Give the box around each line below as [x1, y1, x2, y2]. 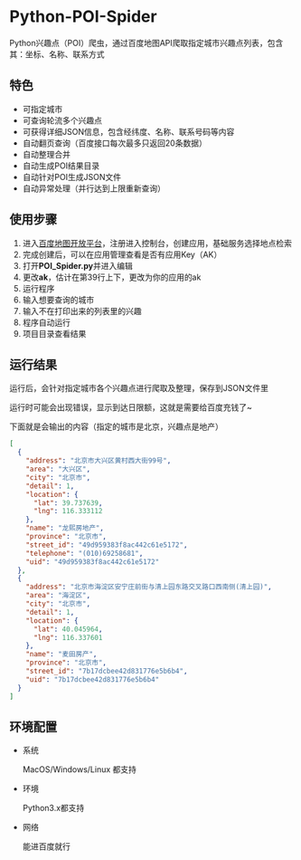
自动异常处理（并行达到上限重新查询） [22, 183, 165, 194]
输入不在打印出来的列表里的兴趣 [22, 305, 142, 316]
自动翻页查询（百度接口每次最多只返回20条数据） [22, 138, 208, 148]
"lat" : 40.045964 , [33, 625, 103, 634]
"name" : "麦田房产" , [25, 650, 98, 659]
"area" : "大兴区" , [25, 464, 91, 473]
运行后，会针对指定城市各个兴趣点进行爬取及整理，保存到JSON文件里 [9, 383, 269, 394]
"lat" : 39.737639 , [33, 498, 103, 508]
